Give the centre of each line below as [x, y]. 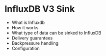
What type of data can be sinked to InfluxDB [56, 33]
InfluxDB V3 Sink [40, 9]
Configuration [26, 48]
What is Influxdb [28, 22]
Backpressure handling [35, 43]
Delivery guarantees [32, 38]
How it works [25, 27]
